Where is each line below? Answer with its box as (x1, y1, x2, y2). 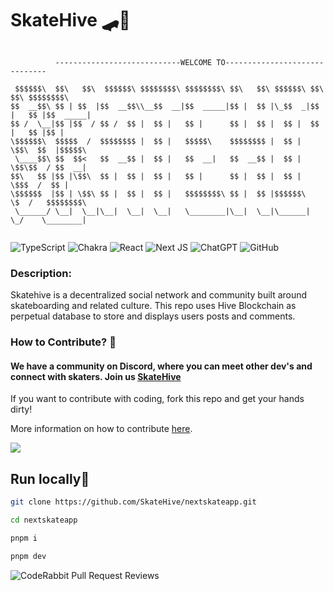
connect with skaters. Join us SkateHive (10, 370, 182, 382)
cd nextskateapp (10, 515, 78, 526)
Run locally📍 (10, 470, 90, 487)
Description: (10, 266, 72, 280)
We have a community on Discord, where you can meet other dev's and (10, 360, 313, 372)
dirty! (10, 403, 33, 416)
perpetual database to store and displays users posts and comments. (10, 310, 296, 322)
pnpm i (10, 533, 38, 543)
